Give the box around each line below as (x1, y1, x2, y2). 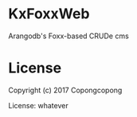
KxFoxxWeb (8, 5, 90, 23)
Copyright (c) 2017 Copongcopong (8, 85, 123, 95)
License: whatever (8, 100, 69, 110)
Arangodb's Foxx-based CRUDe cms (8, 31, 129, 41)
